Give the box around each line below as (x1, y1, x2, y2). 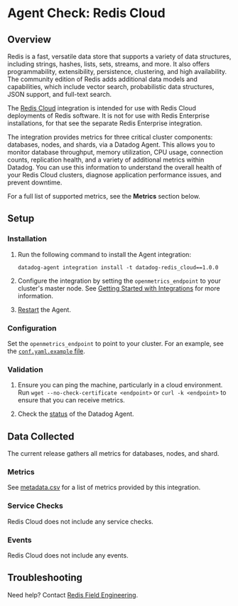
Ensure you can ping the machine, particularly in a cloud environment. (17, 381, 223, 390)
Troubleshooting (7, 572, 83, 584)
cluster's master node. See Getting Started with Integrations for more (17, 283, 220, 293)
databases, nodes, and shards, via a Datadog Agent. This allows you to (7, 140, 215, 149)
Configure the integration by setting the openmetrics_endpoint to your (17, 276, 222, 285)
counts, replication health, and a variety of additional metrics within (7, 155, 205, 164)
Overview (7, 33, 52, 46)
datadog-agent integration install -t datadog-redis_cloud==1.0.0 (17, 263, 219, 271)
